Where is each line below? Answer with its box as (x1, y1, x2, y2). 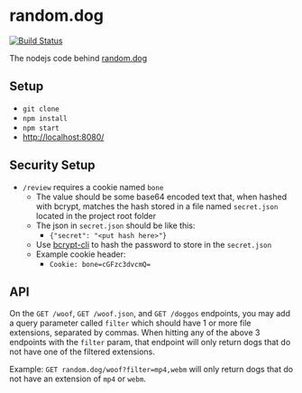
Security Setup (9, 158, 96, 173)
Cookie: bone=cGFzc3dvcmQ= (49, 260, 151, 269)
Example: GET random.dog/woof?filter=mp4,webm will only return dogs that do (9, 364, 294, 375)
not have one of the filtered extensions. (9, 346, 156, 357)
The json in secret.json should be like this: (35, 220, 196, 231)
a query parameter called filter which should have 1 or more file (9, 317, 252, 329)
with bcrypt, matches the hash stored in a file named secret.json (35, 200, 279, 212)
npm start (22, 123, 60, 133)
